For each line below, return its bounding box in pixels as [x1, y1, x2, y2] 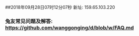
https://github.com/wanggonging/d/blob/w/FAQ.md [5, 24, 134, 31]
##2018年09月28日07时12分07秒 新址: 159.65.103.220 [5, 4, 115, 10]
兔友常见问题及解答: [5, 18, 53, 25]
